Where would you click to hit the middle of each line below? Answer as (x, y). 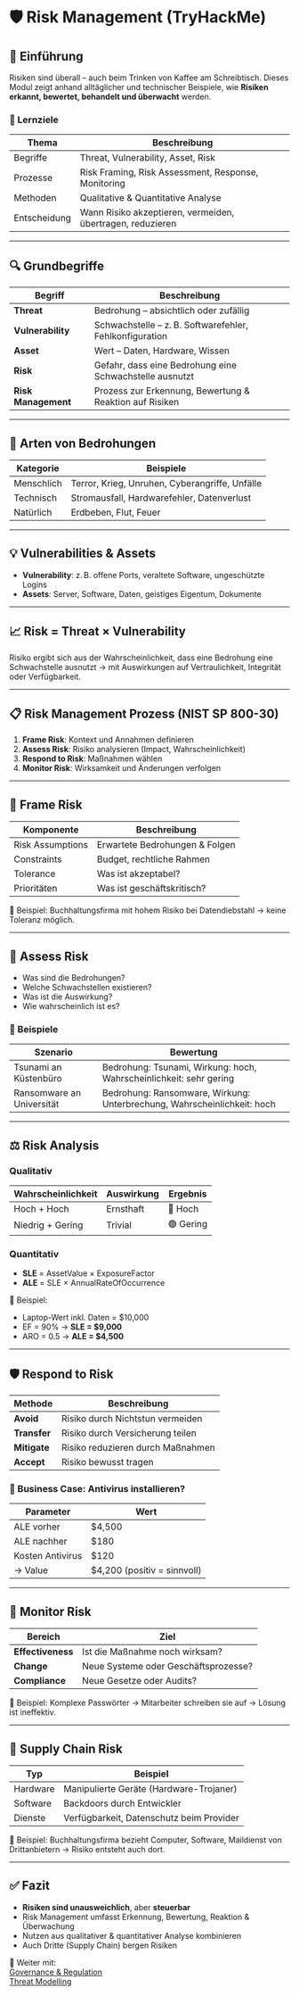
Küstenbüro (38, 1079)
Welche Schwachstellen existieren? (87, 987)
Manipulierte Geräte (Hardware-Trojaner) (150, 1789)
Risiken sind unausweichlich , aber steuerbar (106, 1907)
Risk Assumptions (51, 845)
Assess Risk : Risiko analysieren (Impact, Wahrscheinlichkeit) (134, 750)
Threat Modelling (40, 1981)
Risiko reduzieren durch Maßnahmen (138, 1448)
